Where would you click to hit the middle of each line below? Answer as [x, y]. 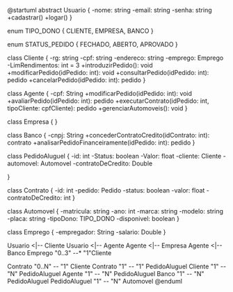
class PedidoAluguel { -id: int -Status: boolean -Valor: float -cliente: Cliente [114, 156]
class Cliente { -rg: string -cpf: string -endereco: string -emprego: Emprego [115, 58]
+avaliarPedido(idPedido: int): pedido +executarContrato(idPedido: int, [108, 101]
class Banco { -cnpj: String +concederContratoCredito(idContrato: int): [109, 135]
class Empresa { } [32, 122]
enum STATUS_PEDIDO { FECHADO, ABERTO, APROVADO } [93, 44]
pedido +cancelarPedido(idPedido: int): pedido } [77, 80]
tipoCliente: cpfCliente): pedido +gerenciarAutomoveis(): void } [97, 108]
